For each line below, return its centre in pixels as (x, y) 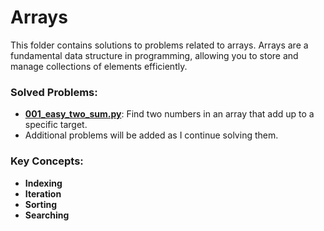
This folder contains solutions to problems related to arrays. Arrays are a (159, 45)
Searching (47, 215)
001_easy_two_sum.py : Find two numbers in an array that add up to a (169, 114)
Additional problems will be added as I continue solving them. (151, 135)
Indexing (43, 183)
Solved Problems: (54, 92)
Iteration (43, 193)
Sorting (41, 204)
